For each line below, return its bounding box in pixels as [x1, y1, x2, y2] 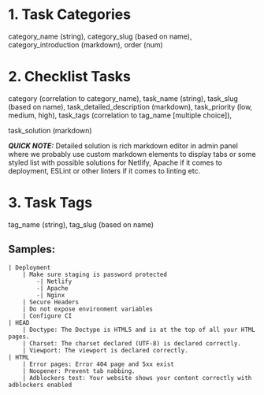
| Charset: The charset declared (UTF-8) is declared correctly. [22, 339, 242, 348]
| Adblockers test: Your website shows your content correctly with [22, 374, 252, 382]
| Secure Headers [22, 298, 80, 306]
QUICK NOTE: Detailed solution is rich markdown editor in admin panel [8, 140, 239, 151]
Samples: [8, 243, 56, 256]
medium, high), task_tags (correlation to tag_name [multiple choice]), [8, 110, 232, 120]
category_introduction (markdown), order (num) [8, 39, 163, 49]
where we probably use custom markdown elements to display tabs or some [8, 149, 256, 158]
